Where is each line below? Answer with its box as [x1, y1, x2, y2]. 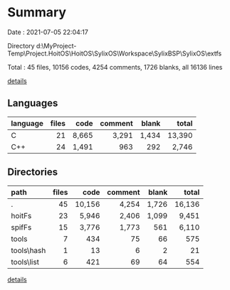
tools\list [11, 257, 40, 267]
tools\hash [11, 245, 46, 255]
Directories [7, 166, 58, 178]
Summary [7, 4, 66, 21]
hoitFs [11, 210, 32, 220]
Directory [7, 41, 35, 50]
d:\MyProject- [36, 41, 77, 50]
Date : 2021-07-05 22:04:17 [7, 28, 89, 36]
